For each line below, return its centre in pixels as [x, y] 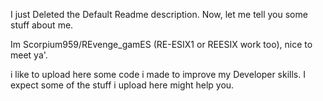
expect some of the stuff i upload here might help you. [122, 85]
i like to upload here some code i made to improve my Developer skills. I [158, 74]
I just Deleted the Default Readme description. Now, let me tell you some [159, 14]
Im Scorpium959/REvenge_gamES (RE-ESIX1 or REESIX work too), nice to [161, 44]
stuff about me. [42, 25]
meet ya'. [29, 55]
